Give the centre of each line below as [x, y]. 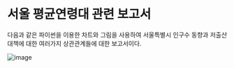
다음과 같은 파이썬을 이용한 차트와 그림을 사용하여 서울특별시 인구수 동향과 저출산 [117, 35]
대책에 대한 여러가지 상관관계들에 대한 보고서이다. [74, 43]
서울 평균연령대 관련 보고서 [79, 14]
